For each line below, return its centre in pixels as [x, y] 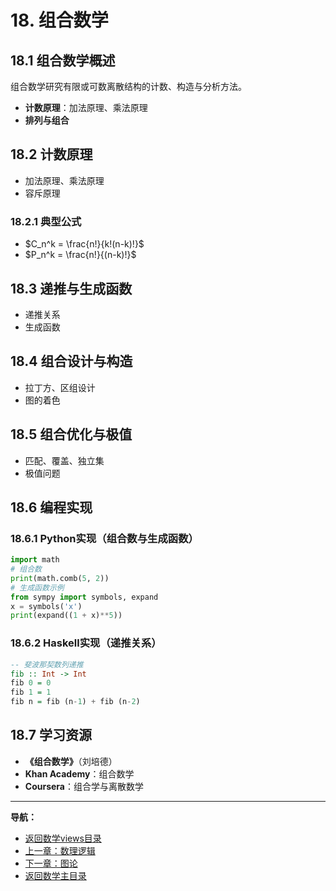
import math [35, 560]
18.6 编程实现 [51, 507]
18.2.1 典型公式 [46, 221]
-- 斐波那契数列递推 [47, 664]
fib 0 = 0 [31, 683]
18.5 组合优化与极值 [71, 434]
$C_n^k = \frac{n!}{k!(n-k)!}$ [84, 244]
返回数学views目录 [63, 838]
